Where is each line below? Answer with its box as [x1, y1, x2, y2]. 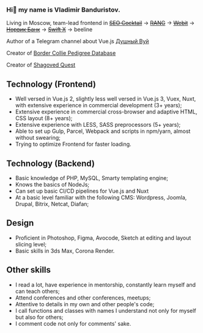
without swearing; [15, 134, 61, 141]
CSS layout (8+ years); [15, 115, 73, 122]
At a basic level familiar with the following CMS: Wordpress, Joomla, [15, 193, 187, 201]
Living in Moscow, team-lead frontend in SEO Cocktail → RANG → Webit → [6, 20, 195, 27]
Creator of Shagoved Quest [6, 61, 76, 69]
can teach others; [15, 287, 60, 295]
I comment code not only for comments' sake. [15, 320, 131, 327]
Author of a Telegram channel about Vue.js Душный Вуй [6, 38, 149, 45]
